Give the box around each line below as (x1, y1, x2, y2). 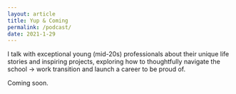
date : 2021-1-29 (7, 30, 56, 38)
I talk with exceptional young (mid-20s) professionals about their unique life (7, 50, 230, 58)
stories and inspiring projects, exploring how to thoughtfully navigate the (7, 58, 221, 66)
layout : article (7, 10, 56, 18)
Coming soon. (7, 79, 48, 88)
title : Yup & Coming (7, 17, 69, 24)
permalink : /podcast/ (7, 23, 72, 31)
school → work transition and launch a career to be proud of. (7, 65, 186, 73)
